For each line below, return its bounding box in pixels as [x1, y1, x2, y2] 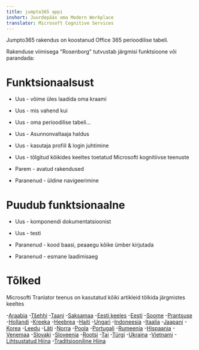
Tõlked [6, 274, 41, 287]
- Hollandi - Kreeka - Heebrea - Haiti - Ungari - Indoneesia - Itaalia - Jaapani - [6, 318, 188, 325]
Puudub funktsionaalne [6, 198, 125, 212]
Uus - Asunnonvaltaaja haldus [14, 130, 90, 138]
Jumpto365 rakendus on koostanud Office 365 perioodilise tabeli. [6, 37, 169, 44]
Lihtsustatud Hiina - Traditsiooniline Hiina [6, 337, 106, 345]
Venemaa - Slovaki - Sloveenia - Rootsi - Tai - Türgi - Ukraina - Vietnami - [6, 331, 177, 339]
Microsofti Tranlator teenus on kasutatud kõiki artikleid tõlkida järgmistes [6, 294, 186, 301]
